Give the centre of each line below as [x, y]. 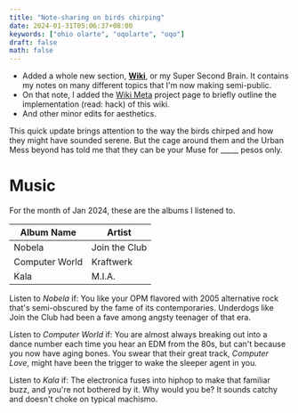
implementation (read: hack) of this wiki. [96, 104]
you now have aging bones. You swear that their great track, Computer [139, 353]
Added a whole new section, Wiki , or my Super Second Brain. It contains [155, 76]
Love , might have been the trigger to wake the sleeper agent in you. [133, 363]
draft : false [33, 42]
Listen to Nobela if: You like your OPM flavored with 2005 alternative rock [144, 298]
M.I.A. [103, 277]
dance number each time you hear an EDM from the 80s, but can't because [148, 344]
